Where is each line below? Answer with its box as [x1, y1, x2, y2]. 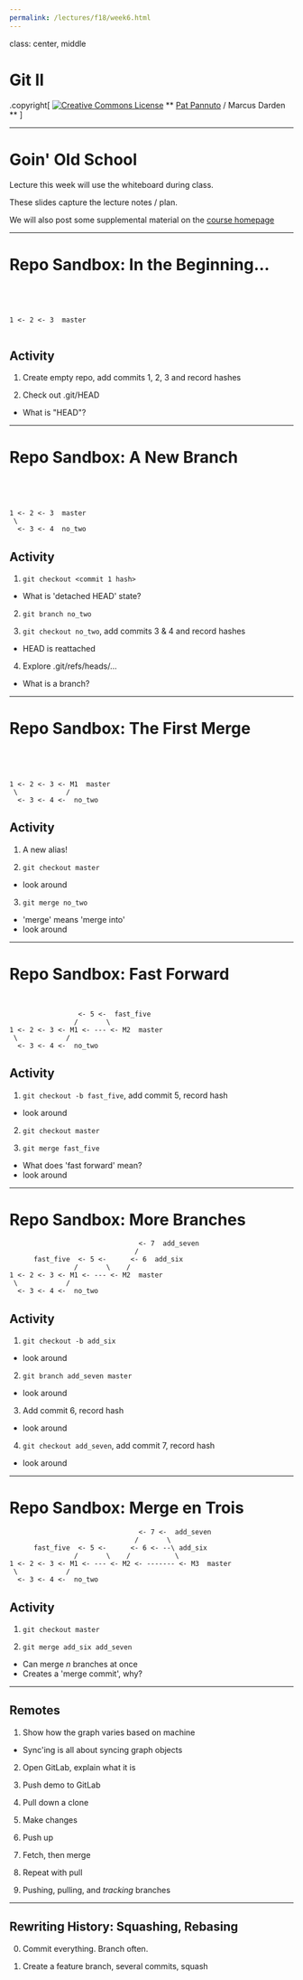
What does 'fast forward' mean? [22, 1159, 142, 1170]
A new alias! [22, 844, 68, 855]
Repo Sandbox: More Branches [9, 1209, 246, 1230]
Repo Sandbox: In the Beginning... [9, 254, 271, 275]
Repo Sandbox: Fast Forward [9, 963, 230, 984]
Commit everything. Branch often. [22, 1943, 149, 1954]
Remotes [9, 1703, 60, 1718]
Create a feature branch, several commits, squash [22, 1960, 209, 1971]
